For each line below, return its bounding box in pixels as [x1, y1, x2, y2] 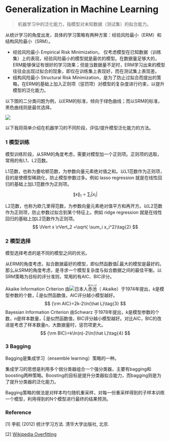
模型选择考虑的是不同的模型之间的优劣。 [5, 250, 90, 256]
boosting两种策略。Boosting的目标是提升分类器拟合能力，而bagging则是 [5, 372, 157, 378]
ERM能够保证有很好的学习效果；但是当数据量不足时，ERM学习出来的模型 [12, 62, 165, 68]
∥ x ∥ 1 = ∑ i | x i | [73, 191, 98, 199]
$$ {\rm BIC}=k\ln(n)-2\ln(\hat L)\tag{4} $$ [40, 330, 130, 336]
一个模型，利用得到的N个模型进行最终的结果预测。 [5, 396, 111, 402]
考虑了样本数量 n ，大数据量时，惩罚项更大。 [14, 322, 106, 328]
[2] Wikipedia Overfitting [5, 431, 57, 437]
